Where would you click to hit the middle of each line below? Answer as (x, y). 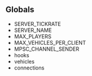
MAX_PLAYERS (32, 36)
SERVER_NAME (33, 30)
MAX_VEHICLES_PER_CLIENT (50, 42)
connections (29, 68)
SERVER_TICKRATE (37, 24)
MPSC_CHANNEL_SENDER (47, 49)
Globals (20, 10)
